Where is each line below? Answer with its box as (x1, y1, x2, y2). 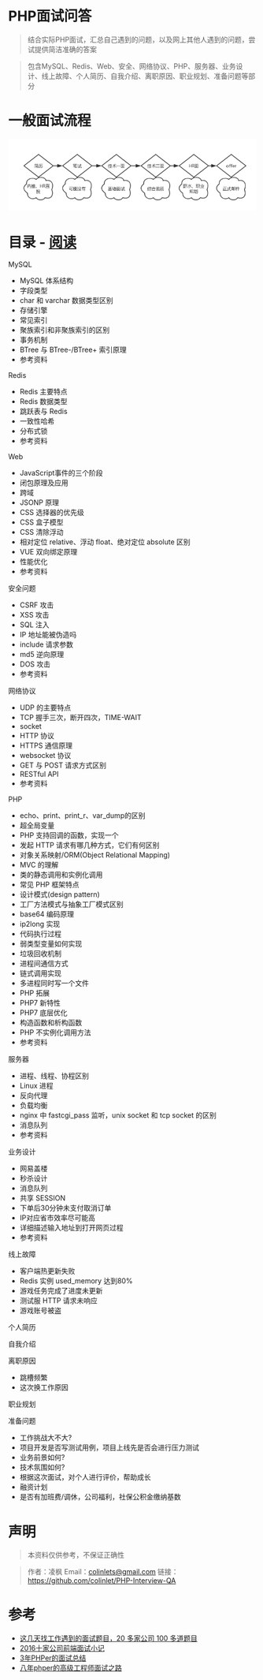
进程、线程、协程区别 (19, 1071, 89, 1081)
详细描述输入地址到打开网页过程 (19, 1223, 124, 1233)
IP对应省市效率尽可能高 (19, 1213, 96, 1223)
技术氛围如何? (19, 1462, 65, 1472)
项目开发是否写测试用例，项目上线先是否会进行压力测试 (19, 1443, 199, 1452)
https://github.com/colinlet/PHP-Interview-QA (27, 1576, 176, 1585)
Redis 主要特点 (19, 387, 69, 397)
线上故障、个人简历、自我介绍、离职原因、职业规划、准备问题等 (41, 71, 249, 80)
